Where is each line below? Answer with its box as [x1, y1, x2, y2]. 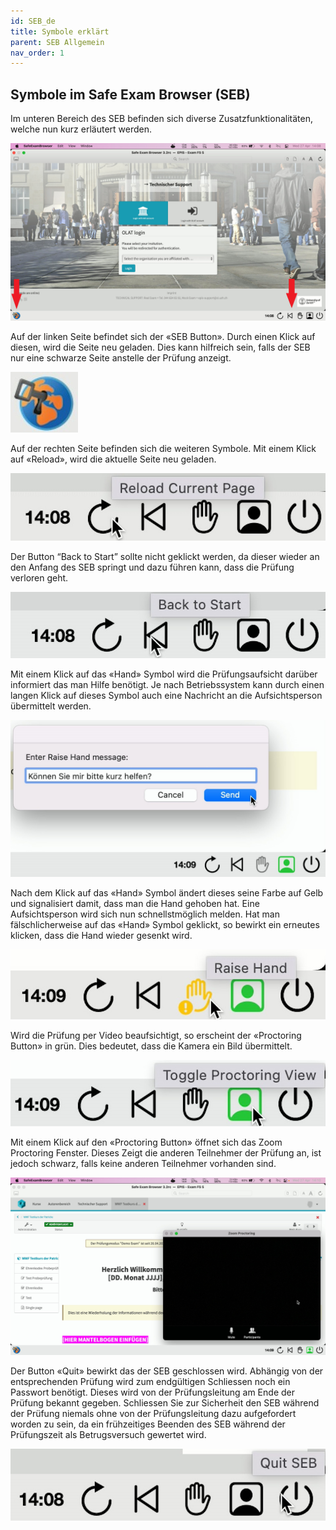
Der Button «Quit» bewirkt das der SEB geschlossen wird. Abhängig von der [10, 1365, 324, 1377]
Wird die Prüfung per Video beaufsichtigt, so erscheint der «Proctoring [10, 1029, 302, 1041]
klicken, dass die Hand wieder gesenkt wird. [10, 929, 193, 941]
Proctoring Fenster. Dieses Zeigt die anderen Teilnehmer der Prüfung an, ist [10, 1147, 322, 1159]
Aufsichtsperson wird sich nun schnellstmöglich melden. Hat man [10, 908, 280, 920]
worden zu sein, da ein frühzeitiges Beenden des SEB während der [10, 1418, 286, 1430]
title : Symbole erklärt [10, 26, 110, 37]
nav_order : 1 [10, 48, 65, 58]
